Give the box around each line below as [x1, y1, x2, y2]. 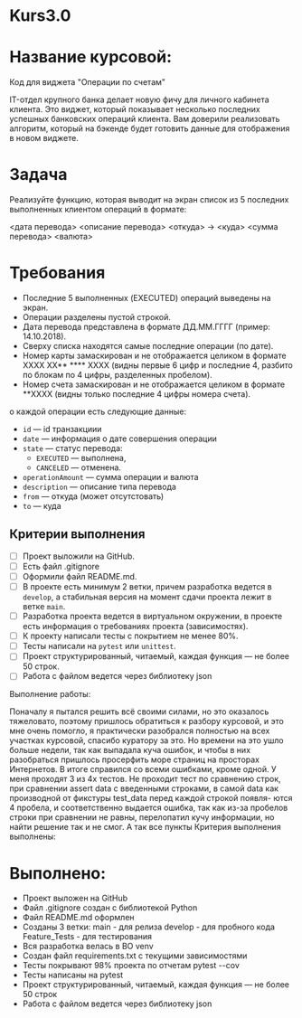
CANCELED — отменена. [35, 462, 122, 473]
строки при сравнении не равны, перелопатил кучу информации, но [9, 812, 275, 823]
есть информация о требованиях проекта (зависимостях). [22, 621, 249, 632]
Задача [9, 165, 68, 185]
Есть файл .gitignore [22, 561, 100, 571]
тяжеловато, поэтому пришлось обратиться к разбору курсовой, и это [9, 716, 285, 727]
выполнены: [9, 831, 56, 842]
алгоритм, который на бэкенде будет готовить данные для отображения [9, 123, 290, 134]
